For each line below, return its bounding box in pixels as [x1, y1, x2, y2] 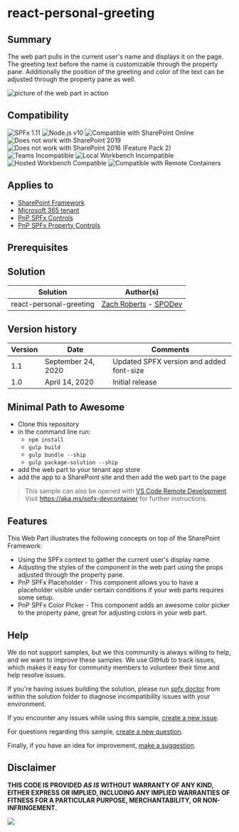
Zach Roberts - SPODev [101, 299, 183, 309]
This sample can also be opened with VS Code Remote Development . [24, 487, 229, 495]
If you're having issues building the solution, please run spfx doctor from [7, 684, 221, 693]
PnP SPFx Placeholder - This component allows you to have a [17, 578, 199, 587]
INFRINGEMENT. [7, 803, 58, 812]
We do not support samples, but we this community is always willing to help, [7, 648, 231, 657]
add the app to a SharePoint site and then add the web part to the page [17, 473, 226, 482]
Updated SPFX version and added [112, 356, 226, 366]
